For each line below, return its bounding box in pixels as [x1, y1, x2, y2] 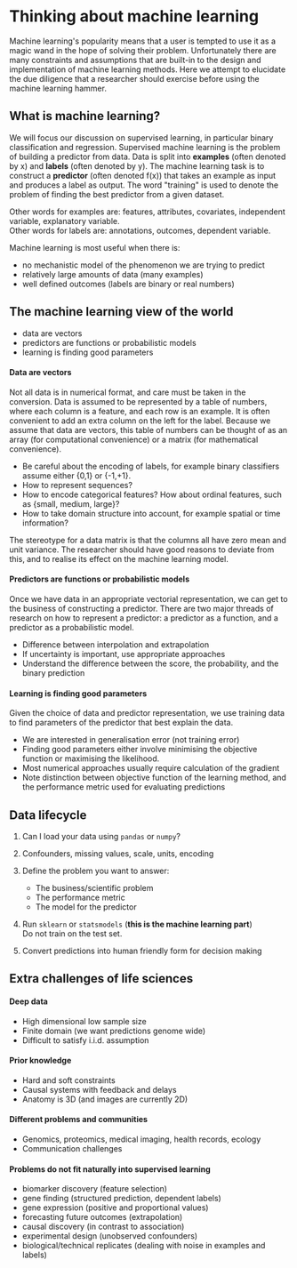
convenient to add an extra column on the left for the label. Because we [9, 415, 271, 426]
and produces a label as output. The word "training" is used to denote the [9, 180, 278, 190]
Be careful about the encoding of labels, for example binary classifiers [21, 461, 280, 471]
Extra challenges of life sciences [9, 971, 194, 986]
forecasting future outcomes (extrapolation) [21, 1212, 183, 1223]
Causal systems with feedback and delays [21, 1084, 177, 1095]
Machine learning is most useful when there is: [9, 242, 181, 253]
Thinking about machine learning [9, 6, 260, 27]
